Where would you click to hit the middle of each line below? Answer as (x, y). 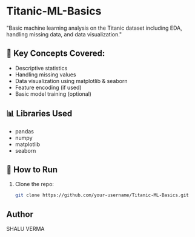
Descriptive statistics (41, 68)
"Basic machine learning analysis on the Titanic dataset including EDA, (94, 28)
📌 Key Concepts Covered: (56, 54)
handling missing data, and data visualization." (64, 34)
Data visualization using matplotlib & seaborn (71, 81)
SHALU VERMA (25, 229)
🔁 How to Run (32, 169)
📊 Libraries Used (39, 114)
